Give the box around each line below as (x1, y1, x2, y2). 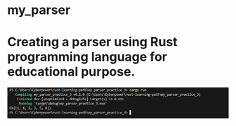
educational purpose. (7, 64, 136, 80)
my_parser (7, 2, 71, 18)
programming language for (7, 49, 167, 65)
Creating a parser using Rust (7, 34, 178, 50)
